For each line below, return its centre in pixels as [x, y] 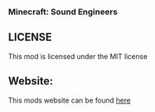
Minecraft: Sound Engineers [63, 12]
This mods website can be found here [70, 100]
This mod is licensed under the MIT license [78, 56]
